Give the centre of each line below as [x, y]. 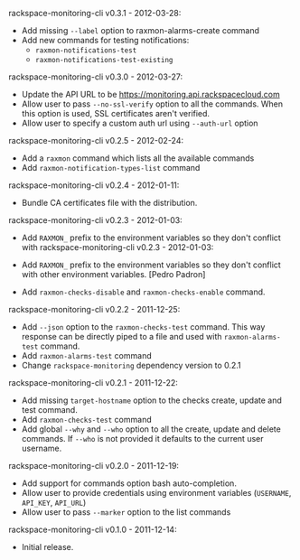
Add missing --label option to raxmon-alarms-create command [140, 30]
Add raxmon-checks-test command [86, 420]
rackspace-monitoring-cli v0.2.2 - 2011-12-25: [94, 309]
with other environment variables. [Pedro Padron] [113, 274]
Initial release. [47, 547]
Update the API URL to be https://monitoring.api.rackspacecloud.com [151, 94]
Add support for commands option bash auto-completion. [129, 483]
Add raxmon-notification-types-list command [111, 168]
